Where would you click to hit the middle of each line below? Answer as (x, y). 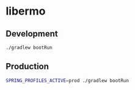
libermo (26, 11)
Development (32, 34)
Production (27, 67)
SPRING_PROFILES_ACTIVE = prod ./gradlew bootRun (67, 80)
